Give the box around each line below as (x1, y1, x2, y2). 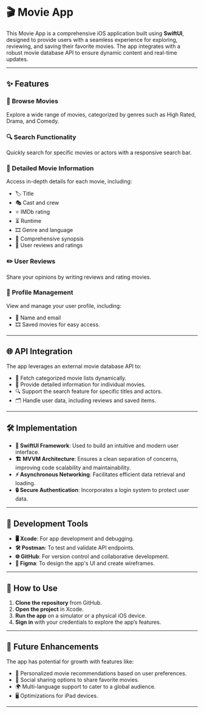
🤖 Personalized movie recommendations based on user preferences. (15, 669, 187, 677)
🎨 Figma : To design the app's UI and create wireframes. (15, 560, 155, 567)
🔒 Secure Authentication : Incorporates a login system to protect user (15, 486, 189, 494)
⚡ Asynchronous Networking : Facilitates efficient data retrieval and (15, 471, 185, 478)
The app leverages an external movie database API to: (6, 363, 141, 370)
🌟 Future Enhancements (6, 642, 99, 652)
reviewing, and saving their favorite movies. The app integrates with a (6, 43, 181, 50)
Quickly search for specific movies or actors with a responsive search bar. (6, 149, 192, 156)
